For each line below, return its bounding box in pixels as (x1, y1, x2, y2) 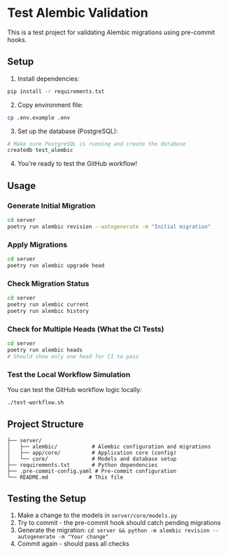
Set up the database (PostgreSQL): (17, 127, 118, 135)
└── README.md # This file (7, 474, 124, 481)
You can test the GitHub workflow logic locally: (7, 385, 142, 393)
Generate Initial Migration (7, 201, 96, 211)
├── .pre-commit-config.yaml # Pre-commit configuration (7, 468, 177, 475)
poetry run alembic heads (7, 346, 83, 353)
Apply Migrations (7, 239, 68, 249)
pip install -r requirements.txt (7, 87, 105, 95)
